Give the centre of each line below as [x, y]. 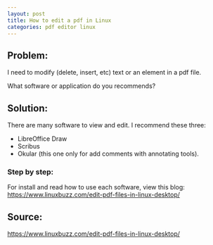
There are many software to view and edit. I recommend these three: [106, 125]
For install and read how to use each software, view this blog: [96, 187]
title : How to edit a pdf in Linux [59, 20]
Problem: [28, 55]
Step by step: [31, 172]
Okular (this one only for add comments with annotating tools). [108, 153]
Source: [25, 216]
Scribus [28, 146]
